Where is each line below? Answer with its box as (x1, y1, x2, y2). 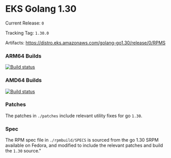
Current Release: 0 (5, 20, 44, 26)
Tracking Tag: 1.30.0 (5, 30, 49, 36)
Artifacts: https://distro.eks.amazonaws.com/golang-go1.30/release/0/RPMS (5, 39, 166, 46)
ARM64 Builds (5, 52, 42, 59)
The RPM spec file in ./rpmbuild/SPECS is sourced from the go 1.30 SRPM (5, 137, 159, 143)
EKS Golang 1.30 (5, 3, 77, 15)
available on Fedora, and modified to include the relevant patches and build (5, 142, 163, 148)
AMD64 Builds (5, 77, 42, 84)
